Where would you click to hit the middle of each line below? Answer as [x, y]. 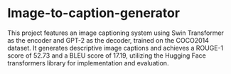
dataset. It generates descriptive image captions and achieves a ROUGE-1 [116, 48]
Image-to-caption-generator [93, 13]
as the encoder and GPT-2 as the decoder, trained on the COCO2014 [108, 40]
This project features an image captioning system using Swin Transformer [116, 33]
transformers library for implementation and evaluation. [88, 63]
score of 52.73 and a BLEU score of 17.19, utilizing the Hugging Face [107, 55]
